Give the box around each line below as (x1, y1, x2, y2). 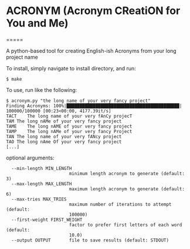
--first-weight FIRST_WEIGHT (11, 217, 83, 223)
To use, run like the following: (6, 86, 77, 93)
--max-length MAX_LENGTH (11, 180, 72, 187)
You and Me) (6, 16, 69, 30)
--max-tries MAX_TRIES (11, 196, 67, 202)
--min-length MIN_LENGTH (11, 165, 72, 171)
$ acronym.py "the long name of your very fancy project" (6, 98, 151, 104)
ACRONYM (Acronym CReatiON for (6, 4, 181, 18)
